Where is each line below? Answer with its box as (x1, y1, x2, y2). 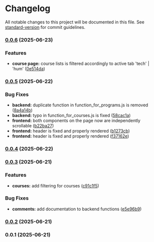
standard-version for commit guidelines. (5, 24, 86, 30)
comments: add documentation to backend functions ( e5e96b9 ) (12, 206, 142, 212)
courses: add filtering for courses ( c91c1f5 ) (12, 182, 100, 188)
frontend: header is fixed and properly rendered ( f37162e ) (12, 133, 130, 139)
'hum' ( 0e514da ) (12, 66, 45, 72)
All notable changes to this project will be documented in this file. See (5, 19, 145, 25)
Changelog (5, 3, 51, 14)
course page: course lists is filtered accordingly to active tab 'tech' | (12, 60, 150, 66)
